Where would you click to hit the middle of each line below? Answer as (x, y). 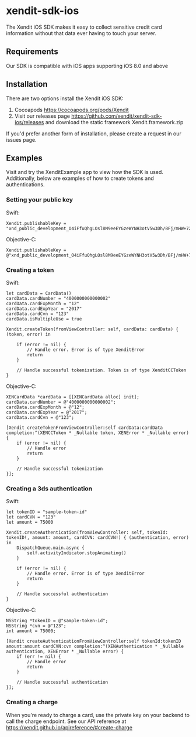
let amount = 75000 (30, 523)
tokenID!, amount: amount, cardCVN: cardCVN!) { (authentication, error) (98, 538)
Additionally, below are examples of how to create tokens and (80, 178)
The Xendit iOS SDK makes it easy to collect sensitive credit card (84, 27)
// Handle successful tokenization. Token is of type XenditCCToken (101, 370)
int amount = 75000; (31, 631)
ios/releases (29, 122)
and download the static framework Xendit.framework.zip (114, 122)
